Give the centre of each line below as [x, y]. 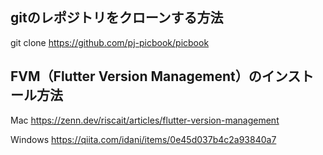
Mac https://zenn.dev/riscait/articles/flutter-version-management [145, 120]
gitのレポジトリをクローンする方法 [117, 18]
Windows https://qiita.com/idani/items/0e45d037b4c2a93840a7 [143, 139]
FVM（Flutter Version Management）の [136, 76]
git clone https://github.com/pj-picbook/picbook [110, 42]
